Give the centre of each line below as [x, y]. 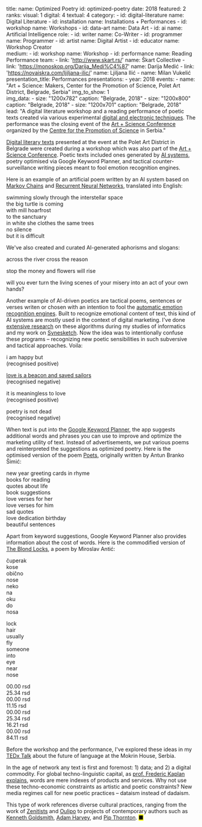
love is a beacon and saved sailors [49, 375]
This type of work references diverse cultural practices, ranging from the [96, 805]
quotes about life [27, 486]
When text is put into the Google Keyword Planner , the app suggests [91, 429]
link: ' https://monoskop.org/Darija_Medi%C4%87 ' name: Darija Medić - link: [100, 66]
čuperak [17, 561]
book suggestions [29, 492]
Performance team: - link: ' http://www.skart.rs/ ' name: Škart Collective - [96, 60]
